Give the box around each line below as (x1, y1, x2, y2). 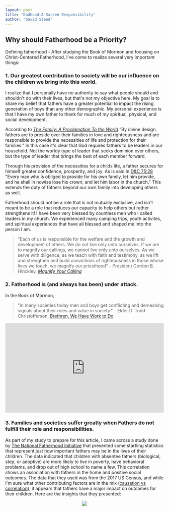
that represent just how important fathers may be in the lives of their (5, 447, 146, 454)
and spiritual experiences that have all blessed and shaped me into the (5, 221, 152, 227)
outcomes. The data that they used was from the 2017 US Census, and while (5, 475, 164, 481)
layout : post (5, 7, 33, 13)
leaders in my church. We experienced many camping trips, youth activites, (5, 215, 162, 222)
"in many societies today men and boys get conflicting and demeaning (17, 302, 164, 308)
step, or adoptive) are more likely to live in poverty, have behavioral (5, 459, 144, 465)
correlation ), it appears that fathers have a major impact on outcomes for (5, 485, 156, 491)
